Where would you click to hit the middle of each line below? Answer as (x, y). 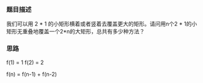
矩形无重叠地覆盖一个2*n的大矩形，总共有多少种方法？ (76, 32)
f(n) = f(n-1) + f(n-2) (31, 74)
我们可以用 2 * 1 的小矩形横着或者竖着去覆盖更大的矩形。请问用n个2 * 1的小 (102, 24)
